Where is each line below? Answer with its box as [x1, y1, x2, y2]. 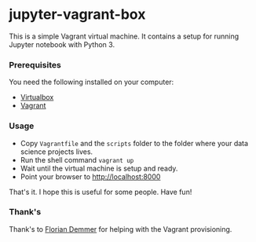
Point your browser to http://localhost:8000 [20, 171, 161, 181]
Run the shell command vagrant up [20, 155, 134, 164]
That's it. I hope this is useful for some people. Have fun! [9, 187, 192, 196]
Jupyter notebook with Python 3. [9, 39, 115, 49]
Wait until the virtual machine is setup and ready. [20, 163, 178, 173]
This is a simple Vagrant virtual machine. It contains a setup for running [9, 31, 240, 41]
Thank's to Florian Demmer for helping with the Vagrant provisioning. [9, 224, 232, 233]
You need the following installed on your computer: [9, 77, 174, 87]
